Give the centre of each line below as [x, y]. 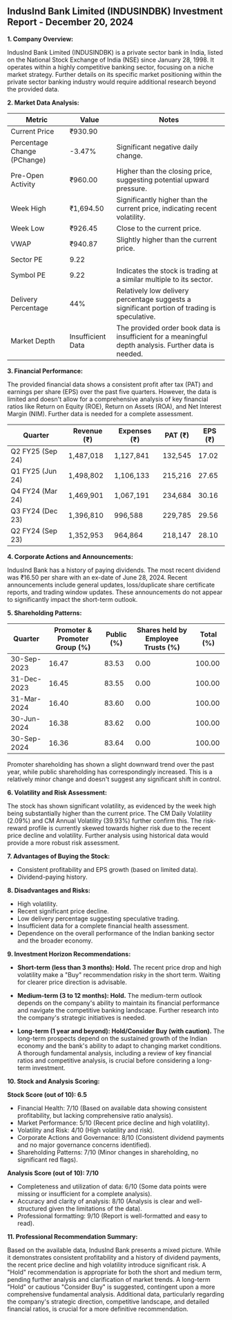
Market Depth [33, 341]
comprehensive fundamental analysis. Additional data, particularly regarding [116, 1294]
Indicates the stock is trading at [167, 271]
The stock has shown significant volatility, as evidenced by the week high [112, 805]
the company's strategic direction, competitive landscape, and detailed [108, 1301]
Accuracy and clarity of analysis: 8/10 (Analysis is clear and [102, 1201]
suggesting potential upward [163, 179]
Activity [23, 184]
